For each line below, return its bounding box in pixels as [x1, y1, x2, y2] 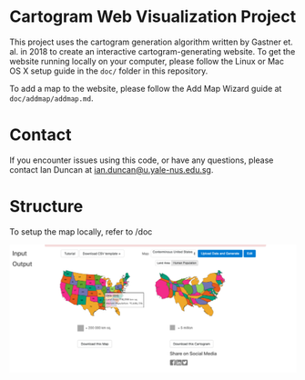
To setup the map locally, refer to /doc [9, 225, 153, 237]
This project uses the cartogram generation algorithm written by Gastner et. [9, 36, 293, 47]
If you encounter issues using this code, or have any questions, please [9, 155, 274, 165]
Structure [9, 196, 84, 217]
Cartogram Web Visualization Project [9, 6, 297, 27]
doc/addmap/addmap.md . [9, 93, 94, 104]
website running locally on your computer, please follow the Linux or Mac [9, 55, 285, 66]
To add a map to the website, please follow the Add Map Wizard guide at [9, 83, 282, 94]
